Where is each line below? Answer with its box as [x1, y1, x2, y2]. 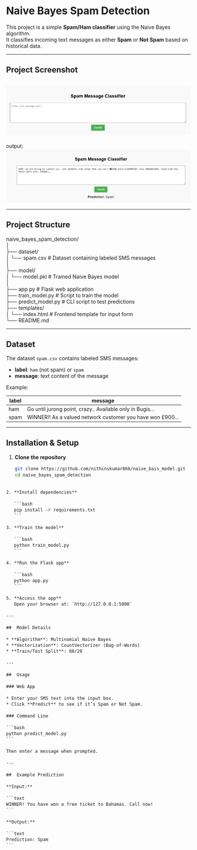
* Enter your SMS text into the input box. [6, 695, 114, 701]
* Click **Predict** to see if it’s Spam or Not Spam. [6, 701, 143, 707]
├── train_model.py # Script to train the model [6, 291, 119, 298]
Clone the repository [14, 453, 66, 460]
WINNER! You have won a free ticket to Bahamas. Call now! [6, 801, 154, 807]
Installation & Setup [6, 438, 79, 448]
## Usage [6, 672, 30, 678]
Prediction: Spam [6, 836, 49, 842]
